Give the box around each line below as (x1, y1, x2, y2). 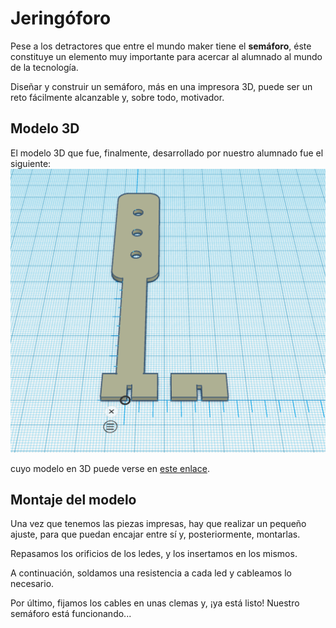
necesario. (10, 578, 55, 590)
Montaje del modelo (10, 491, 137, 508)
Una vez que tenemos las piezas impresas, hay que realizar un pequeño (10, 518, 307, 530)
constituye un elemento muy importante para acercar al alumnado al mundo (10, 50, 323, 62)
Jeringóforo (10, 7, 112, 30)
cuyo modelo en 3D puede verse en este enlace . (10, 462, 210, 474)
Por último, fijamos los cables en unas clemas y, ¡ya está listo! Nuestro (10, 597, 300, 609)
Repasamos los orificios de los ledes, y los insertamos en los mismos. (10, 548, 298, 560)
